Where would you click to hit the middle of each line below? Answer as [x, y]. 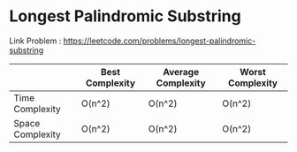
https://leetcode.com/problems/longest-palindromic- [160, 41]
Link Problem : [35, 41]
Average [181, 72]
